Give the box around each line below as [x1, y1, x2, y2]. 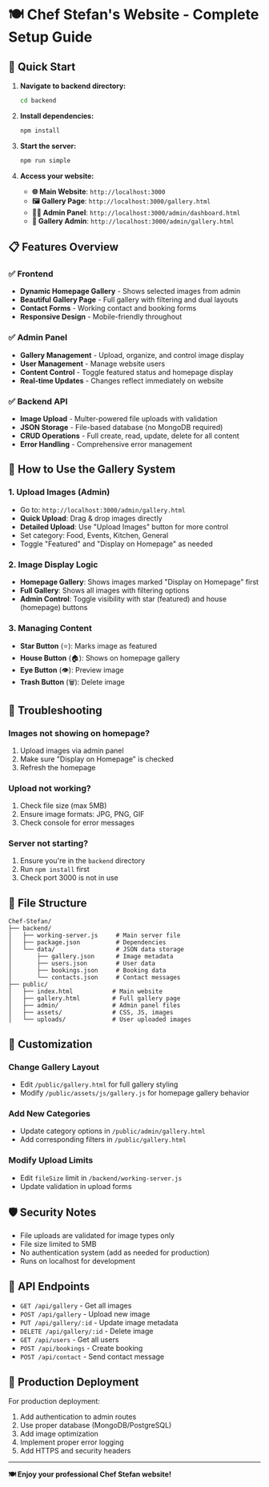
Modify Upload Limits [8, 1155, 94, 1166]
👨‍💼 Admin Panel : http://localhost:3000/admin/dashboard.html [31, 207, 241, 217]
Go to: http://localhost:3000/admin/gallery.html [19, 504, 186, 514]
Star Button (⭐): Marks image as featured [19, 641, 158, 651]
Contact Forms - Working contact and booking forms [19, 303, 197, 313]
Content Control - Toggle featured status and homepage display [19, 367, 234, 376]
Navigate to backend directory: [19, 81, 126, 90]
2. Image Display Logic [8, 559, 98, 570]
